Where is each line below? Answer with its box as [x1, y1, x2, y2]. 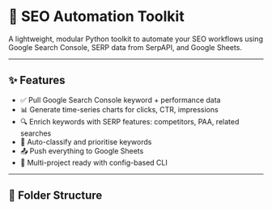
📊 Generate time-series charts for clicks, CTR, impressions [19, 104, 219, 114]
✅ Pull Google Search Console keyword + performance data [19, 94, 221, 104]
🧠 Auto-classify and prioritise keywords [19, 136, 152, 146]
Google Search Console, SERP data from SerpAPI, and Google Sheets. [8, 42, 243, 52]
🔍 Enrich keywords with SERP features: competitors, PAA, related [19, 116, 240, 126]
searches [19, 128, 52, 138]
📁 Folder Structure [8, 189, 103, 203]
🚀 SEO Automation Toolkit [8, 7, 185, 26]
